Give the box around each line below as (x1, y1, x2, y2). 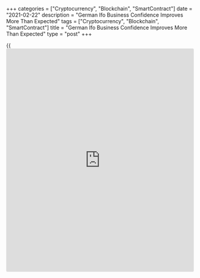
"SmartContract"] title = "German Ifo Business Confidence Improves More (6, 24, 187, 31)
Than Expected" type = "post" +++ (6, 30, 92, 38)
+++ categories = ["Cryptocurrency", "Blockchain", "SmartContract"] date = (6, 5, 193, 12)
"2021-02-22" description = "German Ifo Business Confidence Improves (6, 11, 183, 18)
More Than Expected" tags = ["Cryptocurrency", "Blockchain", (6, 18, 160, 24)
